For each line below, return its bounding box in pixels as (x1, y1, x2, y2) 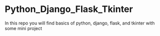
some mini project (5, 25, 43, 31)
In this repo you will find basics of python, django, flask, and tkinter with (5, 20, 155, 26)
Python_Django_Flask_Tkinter (5, 3, 133, 15)
